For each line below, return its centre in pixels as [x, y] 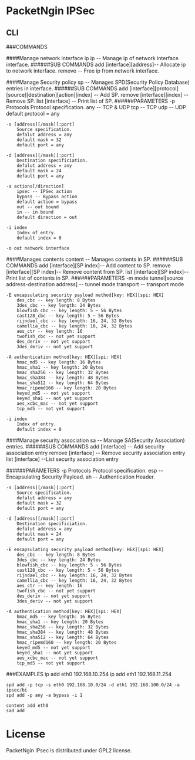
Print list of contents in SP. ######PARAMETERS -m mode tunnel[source [95, 278]
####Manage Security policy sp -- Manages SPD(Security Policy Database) [98, 82]
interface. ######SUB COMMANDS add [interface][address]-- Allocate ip [96, 64]
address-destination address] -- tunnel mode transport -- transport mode [95, 284]
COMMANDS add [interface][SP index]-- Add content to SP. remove [89, 266]
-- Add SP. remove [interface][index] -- [141, 95]
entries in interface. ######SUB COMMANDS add [67, 89]
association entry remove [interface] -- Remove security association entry [96, 453]
